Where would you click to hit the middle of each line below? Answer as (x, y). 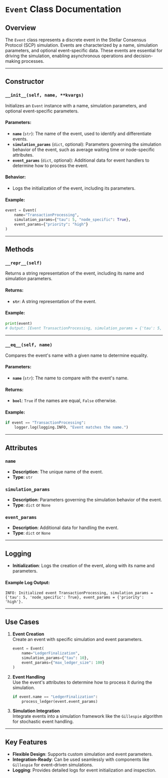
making (13, 61)
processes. (33, 61)
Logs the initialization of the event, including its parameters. (74, 188)
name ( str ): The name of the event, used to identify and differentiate (82, 134)
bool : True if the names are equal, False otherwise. (64, 401)
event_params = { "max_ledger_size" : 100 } (63, 663)
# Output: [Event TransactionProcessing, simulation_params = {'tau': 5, (84, 328)
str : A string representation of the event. (54, 301)
